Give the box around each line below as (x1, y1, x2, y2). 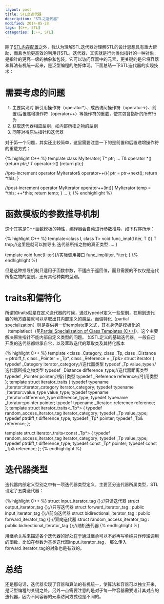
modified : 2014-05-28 (5, 21, 49, 26)
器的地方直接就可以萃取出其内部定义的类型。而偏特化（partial (5, 315, 129, 321)
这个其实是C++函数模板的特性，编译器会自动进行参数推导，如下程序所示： (5, 226, 155, 232)
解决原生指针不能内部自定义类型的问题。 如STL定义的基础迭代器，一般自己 (5, 334, 155, 340)
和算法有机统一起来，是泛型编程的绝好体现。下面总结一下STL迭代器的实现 (5, 62, 154, 68)
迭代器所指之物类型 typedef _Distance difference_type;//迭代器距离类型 (5, 367, 149, 373)
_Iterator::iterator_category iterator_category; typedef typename (5, 384, 134, 390)
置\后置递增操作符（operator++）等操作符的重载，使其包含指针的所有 (12, 111, 152, 117)
